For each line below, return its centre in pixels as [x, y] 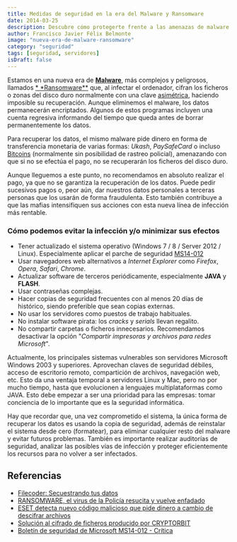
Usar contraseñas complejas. [60, 291]
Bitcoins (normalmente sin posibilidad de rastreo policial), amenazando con [117, 153]
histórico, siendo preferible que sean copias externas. [96, 306]
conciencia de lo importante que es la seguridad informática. [96, 403]
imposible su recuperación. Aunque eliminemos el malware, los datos [108, 102]
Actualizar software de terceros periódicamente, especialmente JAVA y [122, 276]
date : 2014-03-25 [33, 20]
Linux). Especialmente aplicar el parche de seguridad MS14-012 [110, 254]
